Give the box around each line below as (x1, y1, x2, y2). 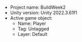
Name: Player (17, 20, 46, 26)
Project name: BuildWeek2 (10, 5, 66, 10)
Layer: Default (17, 31, 47, 37)
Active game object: (10, 15, 52, 21)
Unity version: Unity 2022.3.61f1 (10, 10, 77, 16)
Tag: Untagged (17, 26, 49, 32)
